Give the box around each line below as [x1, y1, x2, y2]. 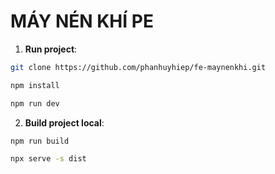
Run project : [24, 43, 78, 55]
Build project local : [24, 116, 105, 129]
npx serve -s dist [10, 154, 87, 164]
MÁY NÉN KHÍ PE [10, 10, 154, 33]
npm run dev [10, 98, 60, 109]
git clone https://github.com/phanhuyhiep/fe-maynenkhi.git [10, 62, 267, 72]
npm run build [10, 136, 70, 146]
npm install [10, 80, 60, 90]
